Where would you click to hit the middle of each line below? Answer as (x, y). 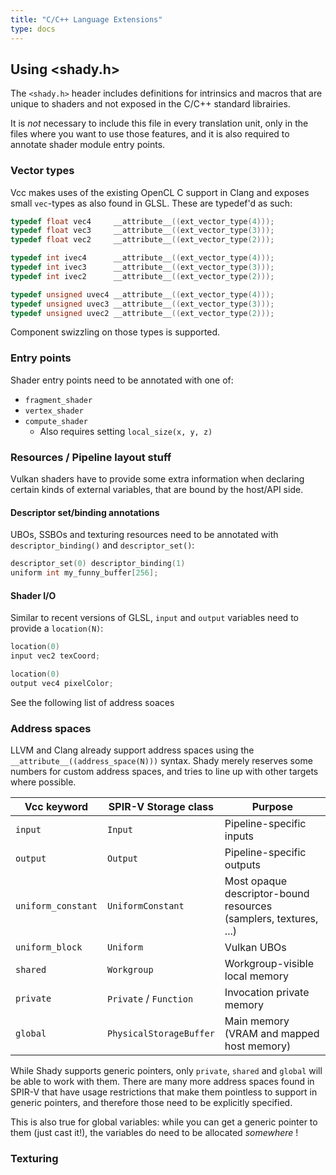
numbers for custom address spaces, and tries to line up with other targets (164, 772)
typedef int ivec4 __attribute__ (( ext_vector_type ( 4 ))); (142, 258)
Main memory (257, 1021)
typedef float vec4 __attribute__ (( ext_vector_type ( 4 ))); (142, 221)
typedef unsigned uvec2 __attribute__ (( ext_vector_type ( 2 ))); (142, 313)
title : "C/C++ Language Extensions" (86, 19)
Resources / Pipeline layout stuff (91, 457)
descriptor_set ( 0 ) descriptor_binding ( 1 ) (98, 564)
